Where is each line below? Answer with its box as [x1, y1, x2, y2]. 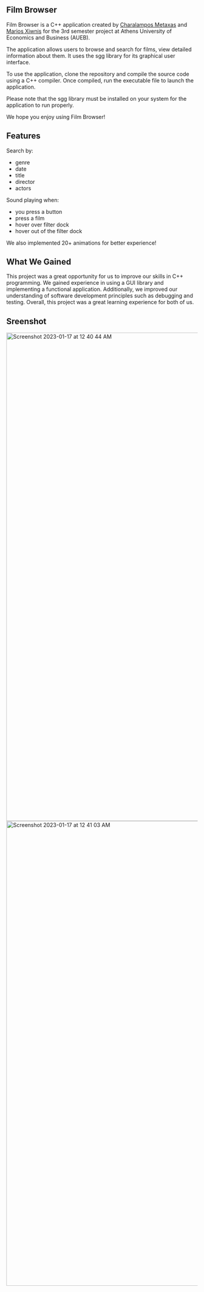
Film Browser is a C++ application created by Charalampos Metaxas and [6, 21, 187, 28]
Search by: [6, 147, 33, 154]
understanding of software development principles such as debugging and [6, 292, 193, 299]
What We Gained [6, 257, 72, 267]
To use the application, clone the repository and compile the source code [6, 70, 189, 78]
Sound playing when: [6, 196, 59, 203]
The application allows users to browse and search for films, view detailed [6, 46, 192, 53]
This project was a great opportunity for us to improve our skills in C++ [6, 273, 184, 280]
